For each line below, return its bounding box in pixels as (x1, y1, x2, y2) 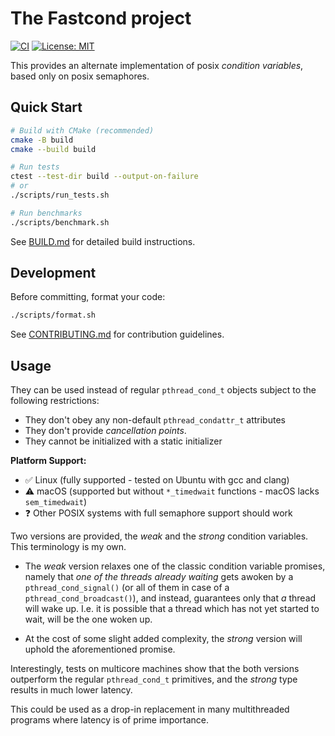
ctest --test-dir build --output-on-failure (10, 172, 199, 182)
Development (10, 265, 97, 282)
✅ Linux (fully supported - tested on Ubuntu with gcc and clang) (24, 474, 290, 486)
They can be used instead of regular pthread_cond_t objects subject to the (10, 384, 317, 396)
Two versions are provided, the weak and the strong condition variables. (10, 530, 309, 542)
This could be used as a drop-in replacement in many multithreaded (10, 703, 290, 716)
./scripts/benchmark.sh (10, 217, 110, 227)
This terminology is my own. (10, 541, 127, 553)
